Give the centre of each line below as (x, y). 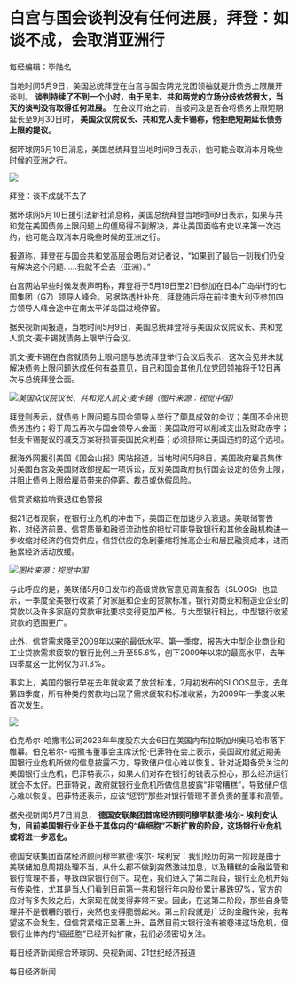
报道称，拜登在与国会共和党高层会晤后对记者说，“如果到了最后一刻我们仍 (143, 255)
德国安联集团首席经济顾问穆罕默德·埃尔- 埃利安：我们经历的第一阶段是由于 (145, 855)
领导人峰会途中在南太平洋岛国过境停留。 (90, 308)
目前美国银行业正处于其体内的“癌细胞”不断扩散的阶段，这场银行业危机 (153, 825)
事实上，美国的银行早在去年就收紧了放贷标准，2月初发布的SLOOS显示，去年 (149, 682)
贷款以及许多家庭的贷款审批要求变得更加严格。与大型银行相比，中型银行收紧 (149, 611)
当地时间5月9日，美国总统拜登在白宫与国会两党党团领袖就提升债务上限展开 (146, 85)
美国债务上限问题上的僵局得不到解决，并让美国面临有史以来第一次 (153, 225)
